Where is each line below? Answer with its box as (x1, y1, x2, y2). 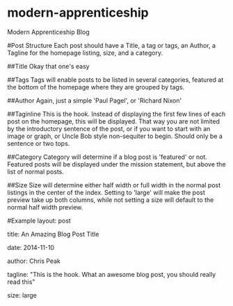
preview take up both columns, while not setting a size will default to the (7, 196, 214, 204)
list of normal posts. (7, 167, 65, 176)
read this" (7, 278, 35, 286)
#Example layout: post (7, 216, 71, 225)
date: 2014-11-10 (7, 243, 54, 251)
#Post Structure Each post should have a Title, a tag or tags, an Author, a (7, 41, 216, 49)
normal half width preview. (7, 203, 83, 211)
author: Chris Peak (7, 257, 61, 265)
